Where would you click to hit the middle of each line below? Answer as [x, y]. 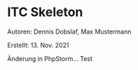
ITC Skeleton [45, 12]
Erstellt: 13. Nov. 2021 [38, 45]
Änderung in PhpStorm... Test [50, 58]
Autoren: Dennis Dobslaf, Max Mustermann [69, 31]
